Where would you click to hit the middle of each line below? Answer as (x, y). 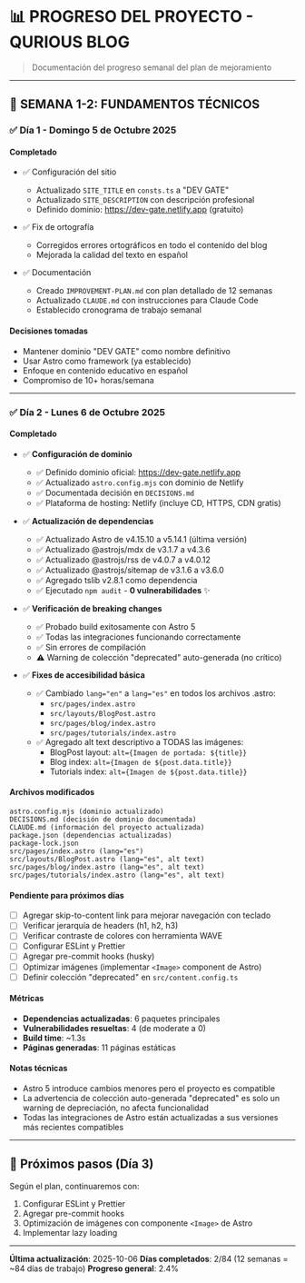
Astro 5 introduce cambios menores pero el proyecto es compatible (148, 1089)
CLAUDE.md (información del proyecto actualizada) (107, 827)
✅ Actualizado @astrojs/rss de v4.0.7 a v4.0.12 (123, 560)
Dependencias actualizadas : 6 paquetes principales (121, 1019)
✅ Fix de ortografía (58, 227)
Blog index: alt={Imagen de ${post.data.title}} (141, 761)
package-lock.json (44, 843)
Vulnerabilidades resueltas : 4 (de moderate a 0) (114, 1028)
